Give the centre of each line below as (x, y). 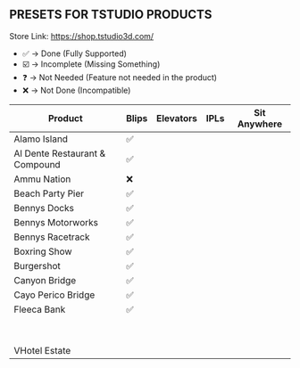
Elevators (177, 118)
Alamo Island (41, 139)
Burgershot (37, 266)
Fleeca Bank (40, 309)
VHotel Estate (42, 350)
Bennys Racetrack (52, 237)
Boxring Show (43, 251)
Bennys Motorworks (56, 222)
